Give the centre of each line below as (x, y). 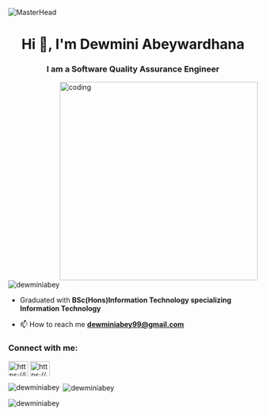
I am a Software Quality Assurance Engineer (133, 69)
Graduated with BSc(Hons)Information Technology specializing (125, 300)
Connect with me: (43, 348)
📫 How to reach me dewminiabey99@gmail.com (102, 325)
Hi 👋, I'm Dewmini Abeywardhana (133, 44)
